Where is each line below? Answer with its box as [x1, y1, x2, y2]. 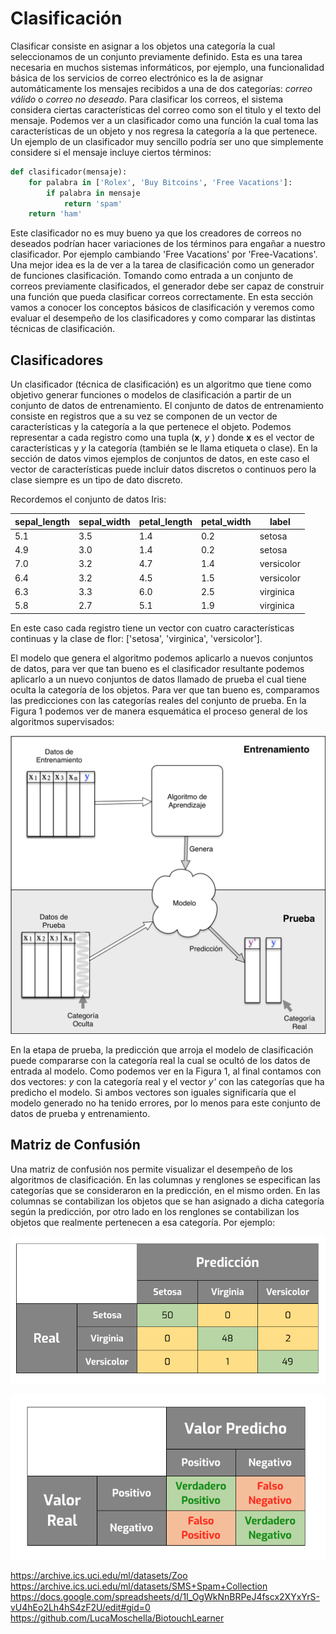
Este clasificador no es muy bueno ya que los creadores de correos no [10, 227, 302, 239]
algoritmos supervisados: [10, 715, 115, 727]
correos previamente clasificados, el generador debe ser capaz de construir [10, 280, 325, 292]
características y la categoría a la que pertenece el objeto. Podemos [10, 421, 292, 433]
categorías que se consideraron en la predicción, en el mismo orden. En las [10, 1184, 321, 1196]
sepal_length [14, 515, 71, 527]
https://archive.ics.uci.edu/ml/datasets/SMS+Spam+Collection [10, 1580, 268, 1592]
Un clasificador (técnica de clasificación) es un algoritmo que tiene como [10, 378, 312, 391]
